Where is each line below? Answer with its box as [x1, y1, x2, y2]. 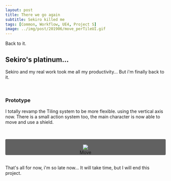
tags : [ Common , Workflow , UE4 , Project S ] [5, 21, 97, 27]
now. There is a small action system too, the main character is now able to [5, 114, 160, 120]
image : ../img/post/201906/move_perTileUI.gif [5, 27, 106, 32]
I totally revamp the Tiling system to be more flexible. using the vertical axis [5, 108, 163, 115]
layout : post [5, 7, 33, 13]
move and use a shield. [5, 119, 54, 125]
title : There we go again [5, 12, 60, 17]
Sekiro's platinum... [5, 55, 69, 64]
